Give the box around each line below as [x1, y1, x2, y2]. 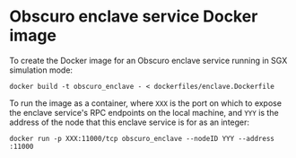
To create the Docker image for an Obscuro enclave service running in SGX [9, 55, 288, 66]
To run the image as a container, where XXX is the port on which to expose [9, 97, 283, 109]
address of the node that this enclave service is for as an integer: [9, 117, 249, 127]
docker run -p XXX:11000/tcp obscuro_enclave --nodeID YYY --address [9, 134, 275, 143]
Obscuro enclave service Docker [9, 6, 258, 27]
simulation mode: [9, 65, 74, 75]
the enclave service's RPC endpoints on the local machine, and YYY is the [9, 107, 280, 118]
